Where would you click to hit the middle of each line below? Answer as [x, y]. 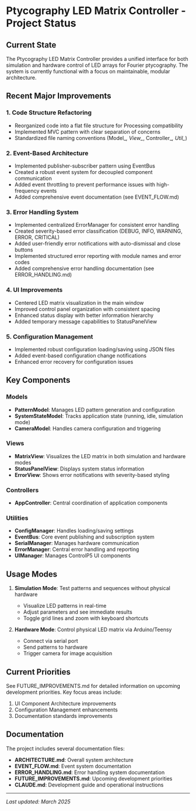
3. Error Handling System [42, 212]
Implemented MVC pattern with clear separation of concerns [87, 132]
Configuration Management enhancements [66, 710]
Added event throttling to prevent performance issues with [85, 184]
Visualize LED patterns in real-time [65, 606]
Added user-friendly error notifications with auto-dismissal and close [97, 244]
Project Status [41, 23]
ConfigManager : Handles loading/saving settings [74, 531]
